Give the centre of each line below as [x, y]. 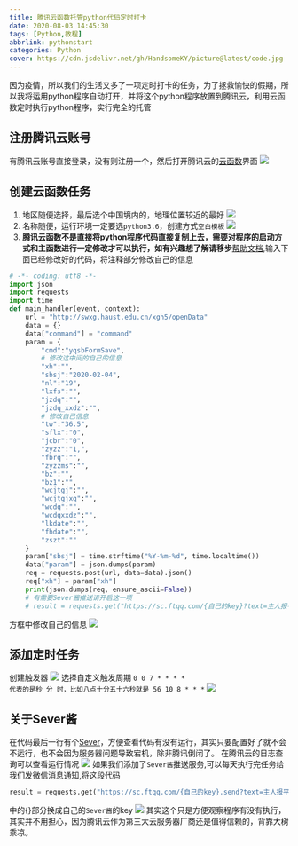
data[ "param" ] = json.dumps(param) [91, 565]
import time [31, 301]
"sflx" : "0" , [63, 433]
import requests [39, 293]
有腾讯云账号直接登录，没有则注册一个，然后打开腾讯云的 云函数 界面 [133, 161]
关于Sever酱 [43, 719]
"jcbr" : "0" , [63, 441]
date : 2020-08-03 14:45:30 [59, 26]
